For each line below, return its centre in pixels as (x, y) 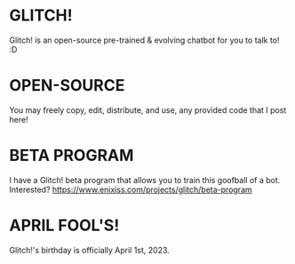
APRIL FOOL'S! (64, 225)
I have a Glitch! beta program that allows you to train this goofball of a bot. (145, 180)
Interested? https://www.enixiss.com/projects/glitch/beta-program (131, 189)
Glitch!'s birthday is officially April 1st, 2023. (90, 250)
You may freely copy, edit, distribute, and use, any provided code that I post (148, 110)
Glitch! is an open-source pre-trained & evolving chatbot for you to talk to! (144, 40)
